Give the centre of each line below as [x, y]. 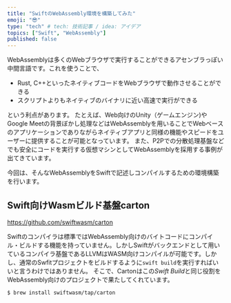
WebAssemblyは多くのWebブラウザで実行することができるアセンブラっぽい [115, 60]
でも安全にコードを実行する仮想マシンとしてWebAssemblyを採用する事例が [115, 150]
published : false [32, 39]
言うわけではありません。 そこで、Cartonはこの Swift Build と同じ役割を [120, 271]
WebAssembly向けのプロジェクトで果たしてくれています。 [90, 280]
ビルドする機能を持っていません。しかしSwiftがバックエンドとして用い [120, 245]
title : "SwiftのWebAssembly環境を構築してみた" [71, 13]
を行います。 [25, 182]
